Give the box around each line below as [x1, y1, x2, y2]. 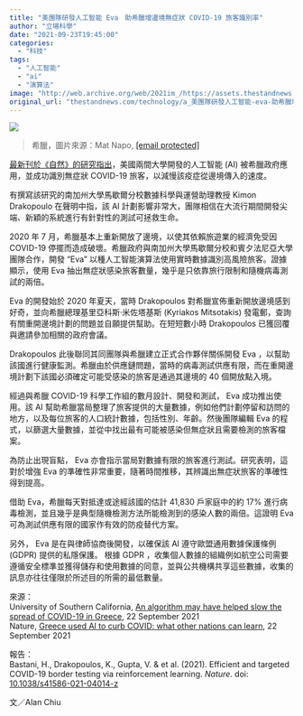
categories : [9, 38, 54, 48]
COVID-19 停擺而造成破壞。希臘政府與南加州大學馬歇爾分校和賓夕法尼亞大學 [9, 243, 293, 254]
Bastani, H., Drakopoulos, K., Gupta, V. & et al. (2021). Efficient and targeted [9, 659, 290, 670]
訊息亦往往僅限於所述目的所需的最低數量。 [9, 572, 168, 583]
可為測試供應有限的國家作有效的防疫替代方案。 [9, 519, 183, 530]
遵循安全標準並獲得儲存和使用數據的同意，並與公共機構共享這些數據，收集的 [9, 561, 294, 572]
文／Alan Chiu [9, 697, 61, 708]
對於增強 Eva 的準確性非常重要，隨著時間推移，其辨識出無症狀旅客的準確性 [9, 466, 289, 477]
